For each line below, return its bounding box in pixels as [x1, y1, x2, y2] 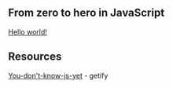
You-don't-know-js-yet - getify [8, 71, 109, 80]
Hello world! [8, 27, 47, 36]
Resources [8, 50, 62, 64]
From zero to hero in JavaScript [8, 6, 165, 20]
